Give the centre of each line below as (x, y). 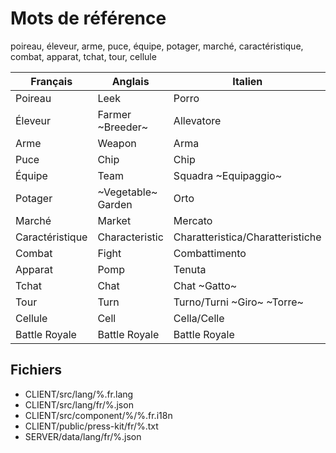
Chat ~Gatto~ (205, 285)
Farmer (114, 114)
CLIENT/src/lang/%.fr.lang (79, 394)
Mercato (193, 220)
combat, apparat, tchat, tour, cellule (83, 56)
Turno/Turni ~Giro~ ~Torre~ (238, 302)
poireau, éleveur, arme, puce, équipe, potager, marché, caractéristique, (157, 46)
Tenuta (190, 269)
